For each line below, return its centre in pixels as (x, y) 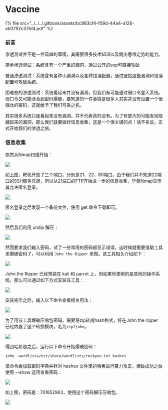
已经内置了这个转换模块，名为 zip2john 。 (47, 326)
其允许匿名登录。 (23, 187)
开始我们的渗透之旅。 (31, 128)
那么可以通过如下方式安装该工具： (49, 280)
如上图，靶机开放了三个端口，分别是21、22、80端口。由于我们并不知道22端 (83, 175)
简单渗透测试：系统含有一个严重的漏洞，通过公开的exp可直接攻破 (72, 65)
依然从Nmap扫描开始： (29, 155)
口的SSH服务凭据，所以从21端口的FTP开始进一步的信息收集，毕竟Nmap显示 (83, 181)
